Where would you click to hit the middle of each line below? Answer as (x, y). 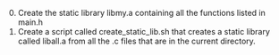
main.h (30, 22)
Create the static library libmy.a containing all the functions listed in (142, 13)
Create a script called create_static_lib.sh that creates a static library (144, 31)
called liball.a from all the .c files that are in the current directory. (137, 41)
